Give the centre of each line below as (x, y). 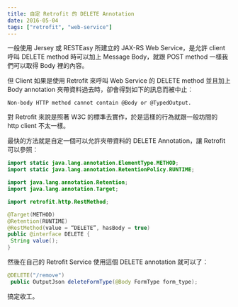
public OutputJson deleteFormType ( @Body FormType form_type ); (104, 282)
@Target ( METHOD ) (31, 214)
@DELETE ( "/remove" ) (36, 275)
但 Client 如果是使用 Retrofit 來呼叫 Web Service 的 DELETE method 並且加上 (119, 81)
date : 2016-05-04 (33, 21)
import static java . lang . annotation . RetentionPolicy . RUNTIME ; (101, 170)
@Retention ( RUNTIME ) (38, 221)
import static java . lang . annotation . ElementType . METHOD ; (93, 163)
